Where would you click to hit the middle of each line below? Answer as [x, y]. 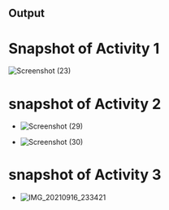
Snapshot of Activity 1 [84, 48]
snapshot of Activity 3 [85, 175]
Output [26, 13]
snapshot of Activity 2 [85, 104]
